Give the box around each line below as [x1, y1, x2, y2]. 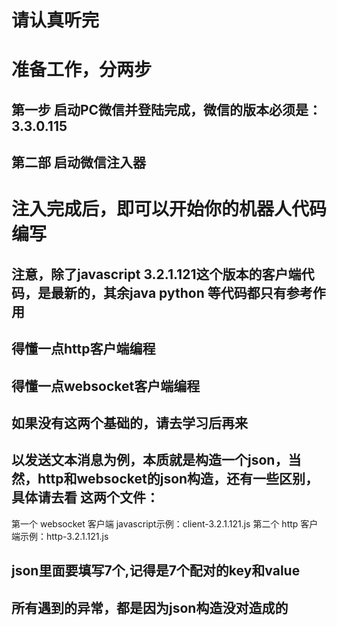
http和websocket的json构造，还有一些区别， [37, 471, 319, 488]
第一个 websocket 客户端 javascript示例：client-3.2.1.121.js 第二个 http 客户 [11, 517, 319, 530]
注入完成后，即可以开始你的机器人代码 [11, 198, 328, 221]
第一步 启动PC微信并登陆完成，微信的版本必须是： [11, 101, 323, 118]
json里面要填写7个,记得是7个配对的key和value [11, 562, 301, 580]
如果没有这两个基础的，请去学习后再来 [11, 414, 248, 431]
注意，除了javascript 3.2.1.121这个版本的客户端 [11, 266, 302, 283]
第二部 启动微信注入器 [11, 154, 146, 171]
